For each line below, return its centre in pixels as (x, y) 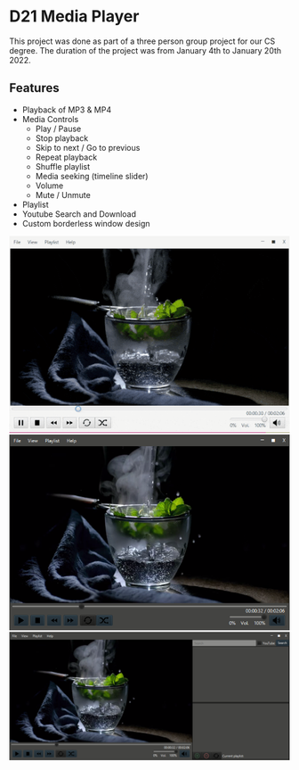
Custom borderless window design (86, 223)
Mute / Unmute (63, 195)
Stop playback (62, 138)
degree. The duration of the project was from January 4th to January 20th (145, 50)
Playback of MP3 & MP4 (67, 110)
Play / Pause (58, 128)
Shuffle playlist (63, 166)
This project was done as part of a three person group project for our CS (142, 41)
